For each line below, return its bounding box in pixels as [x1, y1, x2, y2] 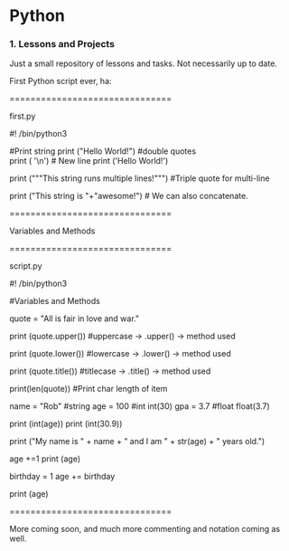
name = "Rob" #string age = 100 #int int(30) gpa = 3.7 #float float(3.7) [9, 401, 271, 412]
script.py [9, 261, 42, 271]
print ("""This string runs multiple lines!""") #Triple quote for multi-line [9, 173, 270, 184]
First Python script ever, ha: [9, 76, 112, 87]
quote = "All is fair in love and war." [9, 313, 140, 324]
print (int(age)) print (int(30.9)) [9, 418, 123, 430]
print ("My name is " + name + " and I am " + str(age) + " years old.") [9, 436, 266, 447]
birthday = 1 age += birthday [9, 471, 116, 482]
